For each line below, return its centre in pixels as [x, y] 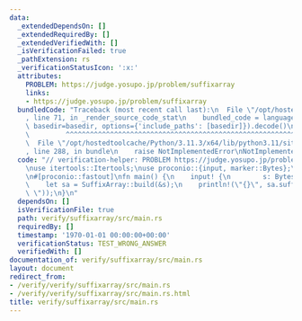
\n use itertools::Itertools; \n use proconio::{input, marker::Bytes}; [159, 168]
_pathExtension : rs [54, 59]
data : [19, 18]
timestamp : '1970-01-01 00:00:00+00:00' [94, 235]
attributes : [40, 76]
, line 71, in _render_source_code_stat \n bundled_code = [142, 118]
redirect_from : [38, 277]
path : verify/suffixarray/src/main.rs [90, 218]
